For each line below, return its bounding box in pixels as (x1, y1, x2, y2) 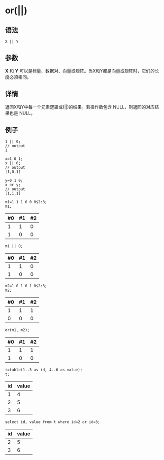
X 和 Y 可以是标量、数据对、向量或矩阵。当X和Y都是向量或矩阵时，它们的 (5, 68, 155, 74)
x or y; (5, 183, 21, 188)
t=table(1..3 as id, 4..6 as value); (5, 368, 83, 373)
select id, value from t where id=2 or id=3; (5, 420, 100, 424)
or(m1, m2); (5, 328, 30, 333)
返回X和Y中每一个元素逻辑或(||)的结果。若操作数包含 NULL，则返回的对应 (5, 104, 155, 110)
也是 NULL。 (9, 110, 35, 116)
